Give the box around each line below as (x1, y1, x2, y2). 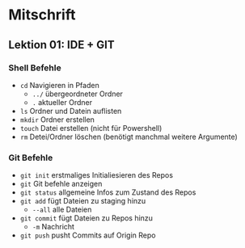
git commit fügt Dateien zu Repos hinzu (19, 213, 154, 223)
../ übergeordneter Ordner (32, 89, 124, 99)
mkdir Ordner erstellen (19, 115, 95, 124)
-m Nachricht (32, 222, 75, 232)
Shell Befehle (8, 62, 62, 74)
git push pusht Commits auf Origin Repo (19, 230, 156, 240)
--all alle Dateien (32, 204, 92, 215)
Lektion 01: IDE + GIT (8, 38, 115, 52)
